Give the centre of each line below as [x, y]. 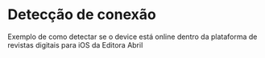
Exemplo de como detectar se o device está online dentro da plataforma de [132, 37]
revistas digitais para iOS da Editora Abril [75, 44]
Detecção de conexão [82, 15]
